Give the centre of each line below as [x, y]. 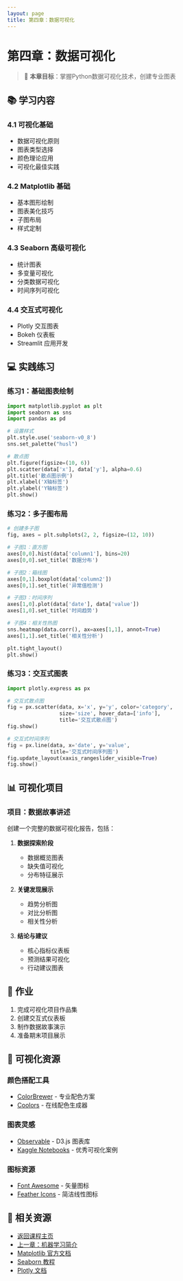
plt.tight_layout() [35, 648]
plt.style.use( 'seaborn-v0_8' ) [52, 438]
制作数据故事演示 [41, 1026]
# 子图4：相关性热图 [32, 623]
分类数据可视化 [38, 281]
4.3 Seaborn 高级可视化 [47, 248]
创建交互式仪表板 [41, 1018]
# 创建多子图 [23, 529]
